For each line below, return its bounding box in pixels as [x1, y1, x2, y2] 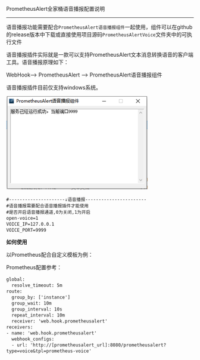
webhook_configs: [11, 336, 55, 342]
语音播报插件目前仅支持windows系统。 [6, 84, 101, 91]
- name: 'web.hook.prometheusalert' [6, 330, 97, 336]
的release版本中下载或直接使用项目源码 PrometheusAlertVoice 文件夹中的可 [6, 31, 187, 38]
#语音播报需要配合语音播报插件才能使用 [6, 203, 89, 209]
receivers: [6, 324, 33, 330]
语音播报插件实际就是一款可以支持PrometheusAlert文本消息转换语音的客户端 [6, 51, 193, 58]
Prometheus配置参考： [6, 264, 62, 270]
